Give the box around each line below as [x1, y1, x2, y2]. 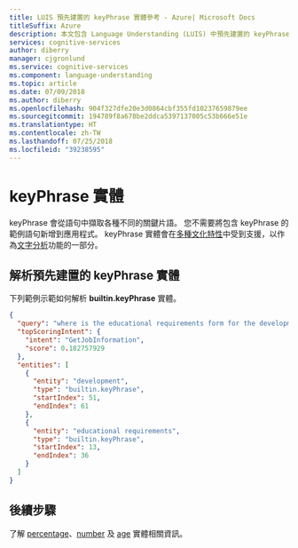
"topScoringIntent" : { [17, 328, 101, 337]
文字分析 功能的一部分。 [17, 239, 103, 250]
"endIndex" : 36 [32, 451, 90, 460]
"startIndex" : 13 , [32, 443, 101, 452]
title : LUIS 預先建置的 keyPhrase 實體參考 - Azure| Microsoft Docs [9, 12, 255, 22]
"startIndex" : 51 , [32, 393, 101, 402]
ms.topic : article [9, 79, 77, 88]
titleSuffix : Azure [9, 21, 82, 30]
